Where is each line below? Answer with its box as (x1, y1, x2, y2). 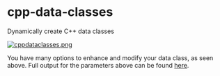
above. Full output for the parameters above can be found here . (7, 61, 189, 69)
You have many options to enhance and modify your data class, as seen (7, 53, 214, 62)
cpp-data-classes (7, 4, 113, 20)
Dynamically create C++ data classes (7, 27, 115, 35)
